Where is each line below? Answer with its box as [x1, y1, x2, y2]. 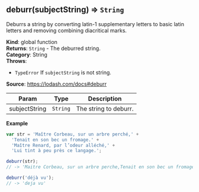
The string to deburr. [76, 104, 134, 112]
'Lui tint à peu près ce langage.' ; [11, 148, 102, 154]
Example [6, 119, 28, 127]
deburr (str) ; [6, 159, 38, 165]
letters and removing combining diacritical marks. [6, 27, 127, 34]
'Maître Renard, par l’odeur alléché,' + [11, 142, 115, 148]
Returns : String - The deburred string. [6, 45, 101, 52]
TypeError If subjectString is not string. [14, 68, 111, 76]
